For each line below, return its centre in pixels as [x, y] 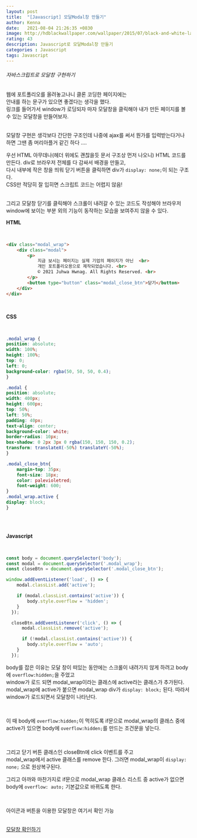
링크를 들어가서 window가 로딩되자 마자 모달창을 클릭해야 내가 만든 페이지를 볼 [96, 109]
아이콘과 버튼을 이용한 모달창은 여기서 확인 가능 [60, 810]
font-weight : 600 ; [39, 486]
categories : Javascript [36, 50]
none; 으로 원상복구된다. [34, 767]
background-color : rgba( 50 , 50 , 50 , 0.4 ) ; [59, 372]
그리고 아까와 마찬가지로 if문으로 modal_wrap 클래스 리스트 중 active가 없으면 [95, 779]
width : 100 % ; [22, 350]
